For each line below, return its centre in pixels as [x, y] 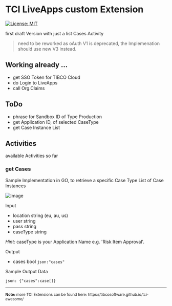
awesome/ [15, 299]
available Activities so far [32, 156]
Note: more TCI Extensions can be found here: [46, 294]
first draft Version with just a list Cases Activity [55, 33]
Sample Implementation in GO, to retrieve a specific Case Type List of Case [84, 180]
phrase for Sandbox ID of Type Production [57, 117]
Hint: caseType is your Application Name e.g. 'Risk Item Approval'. [75, 242]
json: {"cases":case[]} [31, 281]
